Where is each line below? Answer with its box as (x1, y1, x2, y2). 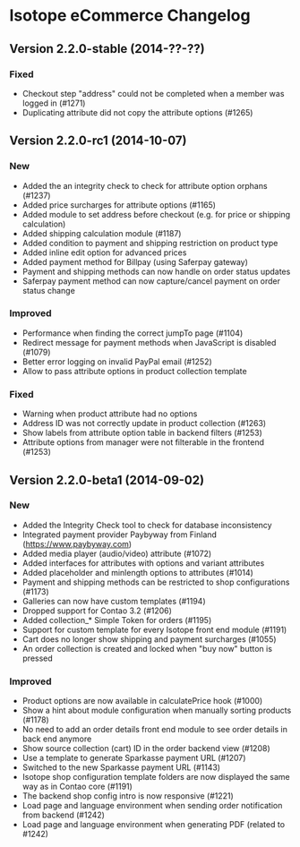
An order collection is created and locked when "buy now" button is (21, 643, 273, 654)
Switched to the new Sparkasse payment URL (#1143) (21, 762, 221, 773)
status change (21, 285, 76, 295)
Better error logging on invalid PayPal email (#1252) (21, 355, 212, 367)
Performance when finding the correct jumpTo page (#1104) (21, 328, 244, 338)
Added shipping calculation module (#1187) (21, 227, 182, 238)
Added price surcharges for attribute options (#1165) (21, 199, 217, 210)
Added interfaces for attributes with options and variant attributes (21, 557, 265, 569)
